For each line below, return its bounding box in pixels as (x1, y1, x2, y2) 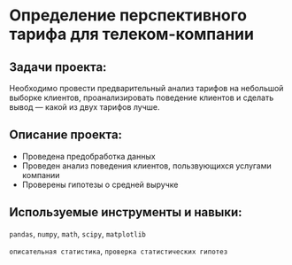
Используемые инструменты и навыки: (9, 205, 242, 220)
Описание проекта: (9, 128, 122, 143)
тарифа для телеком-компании (9, 24, 255, 44)
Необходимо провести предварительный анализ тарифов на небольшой (9, 83, 284, 93)
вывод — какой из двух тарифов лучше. (9, 102, 160, 112)
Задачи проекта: (9, 59, 107, 74)
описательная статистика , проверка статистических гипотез (9, 246, 228, 256)
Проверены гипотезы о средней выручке (21, 179, 179, 190)
